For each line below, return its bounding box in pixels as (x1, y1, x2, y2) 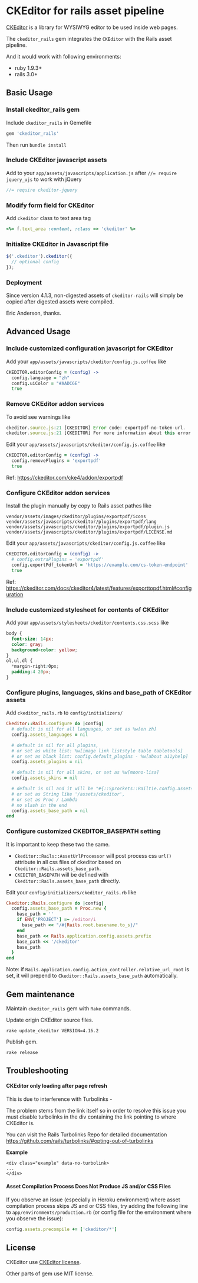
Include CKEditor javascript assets (6, 156, 107, 164)
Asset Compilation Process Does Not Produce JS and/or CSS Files (6, 1183, 171, 1190)
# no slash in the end (11, 802, 67, 808)
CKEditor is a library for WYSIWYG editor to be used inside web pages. (6, 24, 178, 31)
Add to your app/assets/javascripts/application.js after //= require (6, 169, 177, 176)
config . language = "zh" (11, 374, 70, 381)
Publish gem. (6, 1038, 38, 1045)
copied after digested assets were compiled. (6, 298, 114, 305)
